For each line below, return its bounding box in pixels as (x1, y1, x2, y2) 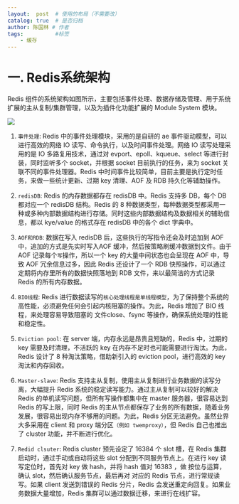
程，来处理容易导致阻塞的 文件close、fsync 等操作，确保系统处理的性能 (17, 311, 228, 319)
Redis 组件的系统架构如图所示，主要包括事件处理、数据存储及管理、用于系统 (7, 95, 231, 103)
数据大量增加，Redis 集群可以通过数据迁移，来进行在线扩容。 (23, 489, 205, 498)
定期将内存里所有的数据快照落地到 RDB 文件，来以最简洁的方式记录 (17, 269, 215, 277)
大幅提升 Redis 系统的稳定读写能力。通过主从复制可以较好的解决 (30, 385, 218, 394)
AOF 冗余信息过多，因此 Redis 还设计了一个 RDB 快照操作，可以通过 (26, 260, 226, 269)
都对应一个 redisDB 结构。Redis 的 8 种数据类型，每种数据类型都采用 (17, 200, 220, 209)
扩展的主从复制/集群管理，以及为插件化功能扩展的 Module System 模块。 (7, 104, 221, 112)
